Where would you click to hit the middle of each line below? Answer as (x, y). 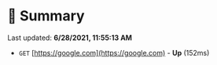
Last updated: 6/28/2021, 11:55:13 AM (70, 38)
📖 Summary (46, 16)
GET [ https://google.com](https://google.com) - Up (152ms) (114, 52)
